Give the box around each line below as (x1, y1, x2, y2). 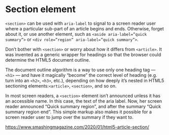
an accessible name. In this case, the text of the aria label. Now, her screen (5, 98, 162, 104)
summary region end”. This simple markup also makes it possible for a (5, 109, 152, 115)
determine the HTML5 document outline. (5, 57, 90, 63)
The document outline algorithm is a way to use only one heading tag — (5, 67, 156, 73)
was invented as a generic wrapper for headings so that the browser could (5, 52, 161, 58)
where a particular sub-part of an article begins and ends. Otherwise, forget (5, 25, 164, 31)
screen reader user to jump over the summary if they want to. (5, 114, 133, 120)
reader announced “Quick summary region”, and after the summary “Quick (5, 103, 161, 109)
